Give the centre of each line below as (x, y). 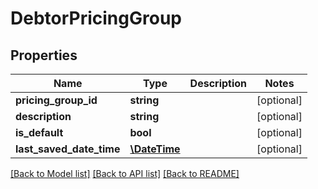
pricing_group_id (56, 100)
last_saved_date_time (68, 149)
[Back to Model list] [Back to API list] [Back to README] (125, 173)
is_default (39, 132)
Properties (44, 55)
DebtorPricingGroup (96, 18)
